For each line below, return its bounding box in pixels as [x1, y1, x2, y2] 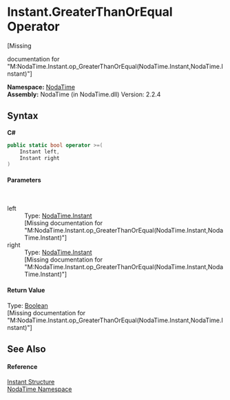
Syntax [7, 110, 39, 122]
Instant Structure [7, 378, 55, 386]
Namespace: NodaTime [7, 83, 76, 91]
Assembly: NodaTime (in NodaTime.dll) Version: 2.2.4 [7, 90, 161, 98]
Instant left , [19, 148, 60, 155]
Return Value [7, 286, 45, 295]
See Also [7, 344, 46, 355]
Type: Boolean [7, 301, 48, 310]
